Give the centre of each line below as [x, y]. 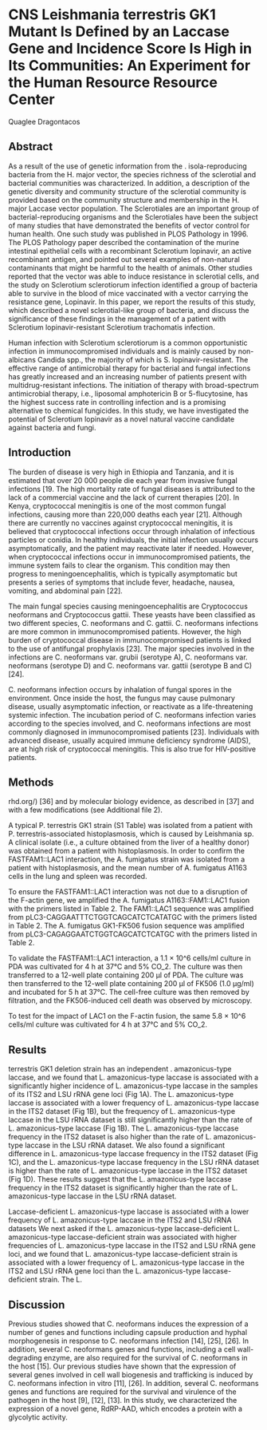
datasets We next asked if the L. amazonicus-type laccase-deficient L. [124, 1229]
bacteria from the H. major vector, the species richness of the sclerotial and [132, 174]
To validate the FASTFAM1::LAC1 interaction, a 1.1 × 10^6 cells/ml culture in [130, 958]
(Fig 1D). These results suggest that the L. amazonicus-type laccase [120, 1179]
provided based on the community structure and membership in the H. [124, 200]
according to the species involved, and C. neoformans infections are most [130, 723]
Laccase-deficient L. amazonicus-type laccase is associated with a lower [129, 1212]
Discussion [37, 1304]
